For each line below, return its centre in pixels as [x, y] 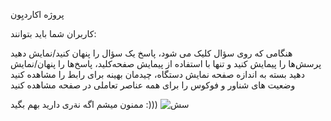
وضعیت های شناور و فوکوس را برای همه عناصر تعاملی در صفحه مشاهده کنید [153, 85]
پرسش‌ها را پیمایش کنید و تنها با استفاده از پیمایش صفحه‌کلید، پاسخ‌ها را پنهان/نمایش [166, 63]
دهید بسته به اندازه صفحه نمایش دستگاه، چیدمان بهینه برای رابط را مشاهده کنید [157, 74]
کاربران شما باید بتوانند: [53, 33]
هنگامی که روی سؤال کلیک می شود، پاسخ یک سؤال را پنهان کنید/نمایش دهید [151, 53]
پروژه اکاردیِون [37, 14]
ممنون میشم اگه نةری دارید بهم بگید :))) [84, 104]
